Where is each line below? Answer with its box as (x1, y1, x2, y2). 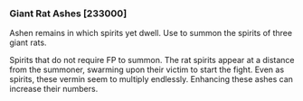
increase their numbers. (9, 84, 99, 95)
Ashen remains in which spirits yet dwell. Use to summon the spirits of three (9, 28, 292, 39)
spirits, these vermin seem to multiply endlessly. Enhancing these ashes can (9, 74, 294, 85)
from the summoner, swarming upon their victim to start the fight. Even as (9, 64, 285, 75)
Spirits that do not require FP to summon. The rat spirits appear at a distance (9, 55, 295, 66)
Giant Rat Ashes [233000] (9, 7, 128, 20)
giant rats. (9, 37, 47, 48)
